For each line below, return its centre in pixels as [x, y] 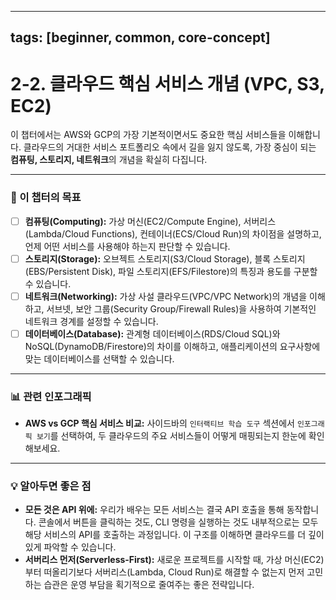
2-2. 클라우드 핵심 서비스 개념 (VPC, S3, [167, 83]
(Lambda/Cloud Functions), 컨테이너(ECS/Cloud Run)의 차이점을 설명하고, [173, 233]
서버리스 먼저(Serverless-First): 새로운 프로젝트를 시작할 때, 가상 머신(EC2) [174, 560]
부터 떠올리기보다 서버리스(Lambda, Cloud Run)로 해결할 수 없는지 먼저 [164, 572]
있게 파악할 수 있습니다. [70, 547]
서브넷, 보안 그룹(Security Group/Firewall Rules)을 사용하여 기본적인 [181, 308]
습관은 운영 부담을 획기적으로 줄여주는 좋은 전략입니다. [149, 585]
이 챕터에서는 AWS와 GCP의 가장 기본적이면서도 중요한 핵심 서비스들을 [148, 135]
